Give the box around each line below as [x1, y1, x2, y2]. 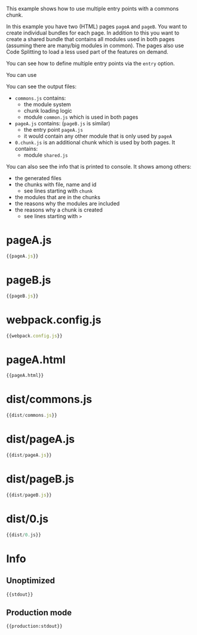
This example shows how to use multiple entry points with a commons [6, 5, 179, 12]
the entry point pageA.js [23, 126, 84, 133]
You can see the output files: [6, 83, 77, 90]
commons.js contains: [14, 95, 66, 101]
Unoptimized [6, 575, 56, 586]
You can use [6, 72, 37, 78]
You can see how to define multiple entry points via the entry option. [6, 60, 175, 67]
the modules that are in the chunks [14, 194, 100, 200]
